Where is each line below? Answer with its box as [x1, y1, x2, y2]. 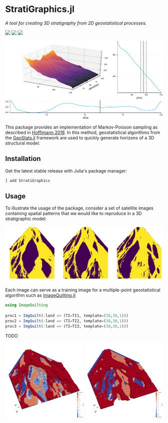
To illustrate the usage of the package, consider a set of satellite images [5, 205, 153, 211]
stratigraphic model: [5, 216, 46, 222]
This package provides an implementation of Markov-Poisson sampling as [5, 124, 158, 130]
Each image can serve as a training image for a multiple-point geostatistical [5, 287, 161, 293]
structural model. [5, 140, 40, 146]
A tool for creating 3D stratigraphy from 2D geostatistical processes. [5, 20, 147, 26]
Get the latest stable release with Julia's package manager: [5, 167, 127, 173]
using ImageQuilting [5, 302, 48, 308]
